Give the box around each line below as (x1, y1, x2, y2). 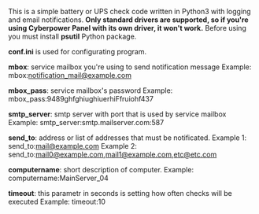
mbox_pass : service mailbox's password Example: (8, 86, 173, 95)
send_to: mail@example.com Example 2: (8, 142, 138, 150)
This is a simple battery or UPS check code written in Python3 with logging (8, 7, 251, 16)
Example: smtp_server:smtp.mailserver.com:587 (8, 118, 165, 127)
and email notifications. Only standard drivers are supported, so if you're (8, 15, 250, 24)
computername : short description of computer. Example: (8, 165, 194, 174)
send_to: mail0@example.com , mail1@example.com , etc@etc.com (8, 149, 217, 159)
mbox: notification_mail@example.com (8, 71, 132, 79)
